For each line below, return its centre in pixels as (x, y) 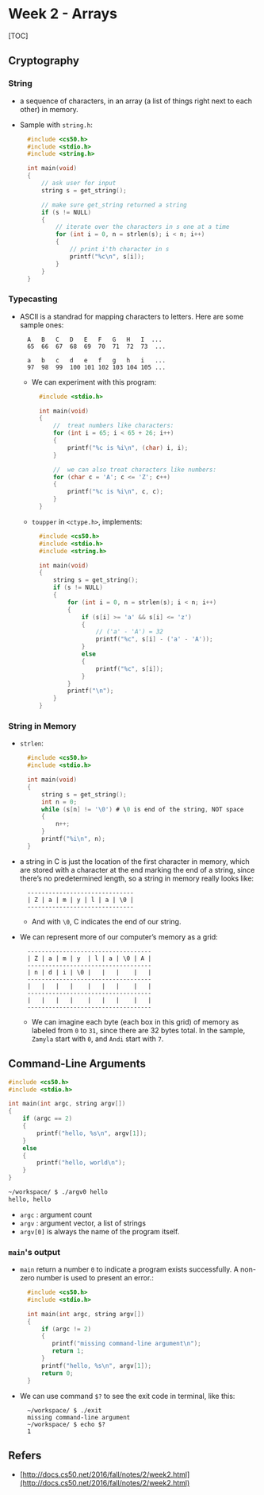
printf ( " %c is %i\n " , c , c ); (115, 492)
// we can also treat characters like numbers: (134, 470)
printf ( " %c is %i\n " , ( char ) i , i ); (128, 447)
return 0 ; (57, 1373)
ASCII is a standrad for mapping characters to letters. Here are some (132, 316)
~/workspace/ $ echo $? (66, 1424)
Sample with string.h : (56, 125)
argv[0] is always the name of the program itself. (99, 1231)
